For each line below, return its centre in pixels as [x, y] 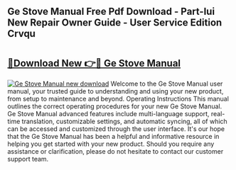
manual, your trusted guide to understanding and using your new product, [116, 91]
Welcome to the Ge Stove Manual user [167, 84]
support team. [28, 159]
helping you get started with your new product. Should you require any [111, 144]
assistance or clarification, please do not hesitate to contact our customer [116, 151]
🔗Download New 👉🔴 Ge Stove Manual [94, 63]
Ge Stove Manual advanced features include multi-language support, [108, 114]
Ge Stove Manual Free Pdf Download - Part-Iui [111, 12]
